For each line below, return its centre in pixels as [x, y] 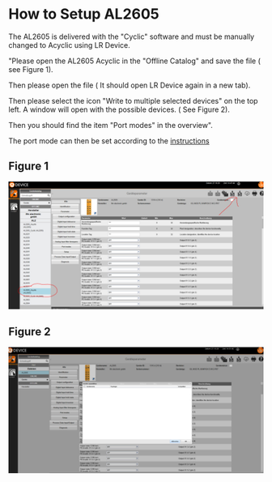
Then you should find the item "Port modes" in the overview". [110, 125]
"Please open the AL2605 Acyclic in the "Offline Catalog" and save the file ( [135, 61]
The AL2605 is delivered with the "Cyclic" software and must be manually [132, 36]
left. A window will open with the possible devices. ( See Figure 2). [119, 109]
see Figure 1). [31, 69]
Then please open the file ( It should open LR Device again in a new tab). [130, 85]
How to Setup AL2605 [84, 14]
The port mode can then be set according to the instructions [109, 141]
